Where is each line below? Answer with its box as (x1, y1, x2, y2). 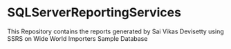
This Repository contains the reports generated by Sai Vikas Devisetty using (7, 27, 225, 35)
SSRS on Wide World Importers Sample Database (7, 34, 148, 42)
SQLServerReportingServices (7, 5, 182, 20)
